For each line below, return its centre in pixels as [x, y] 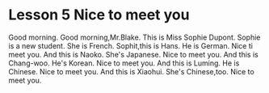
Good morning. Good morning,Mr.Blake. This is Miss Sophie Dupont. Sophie [134, 37]
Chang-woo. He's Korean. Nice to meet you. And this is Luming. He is [124, 63]
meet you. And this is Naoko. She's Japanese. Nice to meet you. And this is [133, 54]
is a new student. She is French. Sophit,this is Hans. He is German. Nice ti [130, 45]
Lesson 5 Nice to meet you [99, 15]
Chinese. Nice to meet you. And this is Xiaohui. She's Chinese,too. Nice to [131, 71]
